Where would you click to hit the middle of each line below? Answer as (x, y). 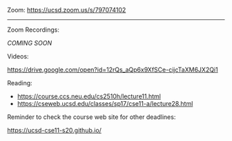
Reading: (20, 83)
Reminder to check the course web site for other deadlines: (91, 117)
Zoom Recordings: (33, 30)
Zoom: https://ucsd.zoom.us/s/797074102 (67, 10)
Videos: (18, 56)
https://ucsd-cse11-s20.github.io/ (55, 130)
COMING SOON (30, 43)
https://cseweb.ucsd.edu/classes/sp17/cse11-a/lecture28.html (105, 104)
